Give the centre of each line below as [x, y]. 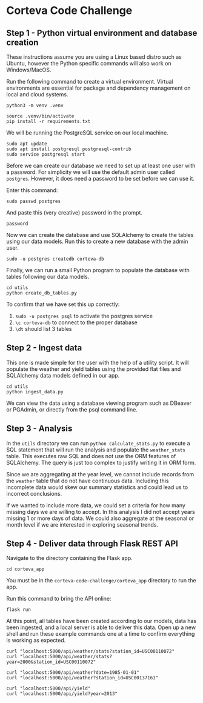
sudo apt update [27, 144]
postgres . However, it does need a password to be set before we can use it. [101, 178]
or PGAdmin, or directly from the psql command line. [72, 409]
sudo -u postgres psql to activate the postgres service [84, 316]
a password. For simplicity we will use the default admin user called [91, 172]
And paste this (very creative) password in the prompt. [74, 212]
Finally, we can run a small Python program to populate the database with [98, 270]
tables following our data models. [48, 277]
